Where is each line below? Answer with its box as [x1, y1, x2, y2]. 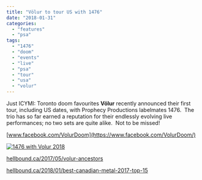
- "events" [12, 54, 40, 61]
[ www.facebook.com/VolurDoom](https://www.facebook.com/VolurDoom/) [6, 131, 196, 138]
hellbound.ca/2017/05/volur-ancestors [6, 155, 103, 162]
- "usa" [12, 77, 32, 83]
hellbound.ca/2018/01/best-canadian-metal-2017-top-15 [6, 167, 148, 174]
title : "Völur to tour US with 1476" [6, 9, 103, 15]
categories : [6, 20, 37, 26]
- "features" [12, 26, 45, 32]
